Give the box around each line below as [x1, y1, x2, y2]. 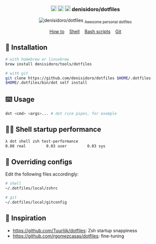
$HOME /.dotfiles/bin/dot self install [5, 80, 87, 85]
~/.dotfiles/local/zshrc [5, 186, 58, 191]
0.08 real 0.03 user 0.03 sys [5, 143, 106, 149]
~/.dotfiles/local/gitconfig [5, 200, 67, 205]
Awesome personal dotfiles [84, 19, 132, 25]
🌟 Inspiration [5, 214, 47, 223]
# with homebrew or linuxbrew [5, 57, 70, 62]
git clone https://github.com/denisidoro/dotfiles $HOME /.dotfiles [5, 76, 151, 81]
